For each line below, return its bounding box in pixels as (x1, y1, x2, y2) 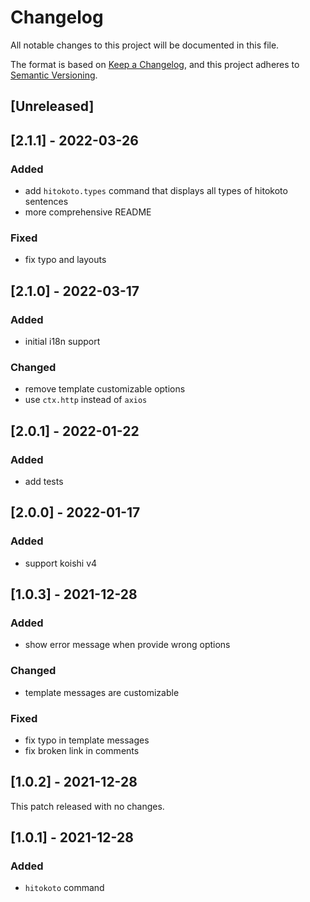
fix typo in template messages (24, 734, 150, 746)
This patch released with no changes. (10, 800, 165, 812)
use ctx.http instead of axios (24, 394, 148, 406)
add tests (24, 475, 64, 487)
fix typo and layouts (24, 254, 107, 266)
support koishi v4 (24, 557, 98, 569)
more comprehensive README (24, 206, 152, 218)
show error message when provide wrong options (24, 639, 231, 651)
